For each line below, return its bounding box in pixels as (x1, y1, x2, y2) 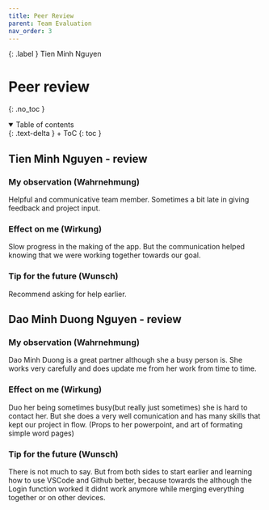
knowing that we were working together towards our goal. (8, 250, 201, 260)
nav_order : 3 (8, 27, 53, 35)
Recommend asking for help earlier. (8, 289, 127, 299)
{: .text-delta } (8, 129, 55, 138)
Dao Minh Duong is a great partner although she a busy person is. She (8, 355, 243, 365)
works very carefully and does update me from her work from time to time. (8, 363, 257, 373)
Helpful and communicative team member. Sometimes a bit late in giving (8, 195, 250, 204)
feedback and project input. (8, 203, 101, 213)
